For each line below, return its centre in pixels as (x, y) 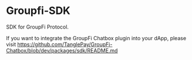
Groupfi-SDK (38, 11)
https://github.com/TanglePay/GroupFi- (65, 44)
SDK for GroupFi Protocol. (38, 27)
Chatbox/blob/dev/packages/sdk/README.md (62, 50)
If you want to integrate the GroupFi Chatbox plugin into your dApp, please (96, 38)
